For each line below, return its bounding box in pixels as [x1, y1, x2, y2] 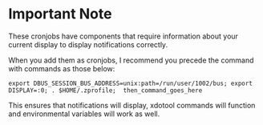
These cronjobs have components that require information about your [8, 31, 239, 41]
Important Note [8, 5, 112, 23]
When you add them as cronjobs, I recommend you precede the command [8, 55, 254, 65]
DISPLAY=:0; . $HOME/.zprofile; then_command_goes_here [8, 86, 203, 95]
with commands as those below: [8, 63, 115, 73]
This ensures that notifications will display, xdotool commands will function [8, 100, 256, 110]
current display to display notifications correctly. [8, 39, 168, 49]
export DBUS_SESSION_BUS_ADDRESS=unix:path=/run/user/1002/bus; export [8, 79, 253, 87]
